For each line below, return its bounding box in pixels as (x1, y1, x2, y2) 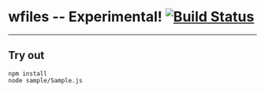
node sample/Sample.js (8, 76, 83, 84)
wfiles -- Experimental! (8, 8, 163, 26)
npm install (8, 69, 47, 78)
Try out (8, 49, 45, 62)
